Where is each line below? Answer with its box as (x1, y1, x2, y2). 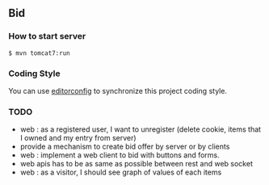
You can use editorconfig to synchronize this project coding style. (8, 86, 228, 95)
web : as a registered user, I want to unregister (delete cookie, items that (19, 124, 261, 134)
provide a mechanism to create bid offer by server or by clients (19, 141, 230, 152)
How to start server (8, 31, 86, 42)
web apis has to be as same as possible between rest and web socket (19, 159, 253, 169)
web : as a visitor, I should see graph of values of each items (19, 167, 222, 177)
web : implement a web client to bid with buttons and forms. (19, 150, 220, 160)
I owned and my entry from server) (19, 133, 137, 143)
